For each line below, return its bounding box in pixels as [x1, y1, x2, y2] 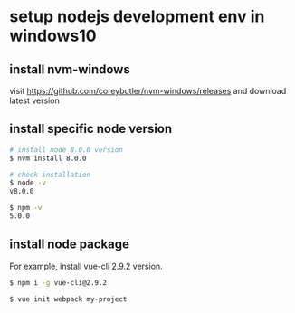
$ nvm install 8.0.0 [9, 154, 88, 163]
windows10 [9, 25, 97, 46]
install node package [9, 237, 129, 252]
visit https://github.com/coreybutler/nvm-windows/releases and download [9, 86, 287, 96]
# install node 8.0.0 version [9, 145, 124, 155]
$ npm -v [9, 204, 43, 213]
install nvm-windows [9, 62, 131, 77]
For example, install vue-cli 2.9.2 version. [9, 261, 163, 271]
